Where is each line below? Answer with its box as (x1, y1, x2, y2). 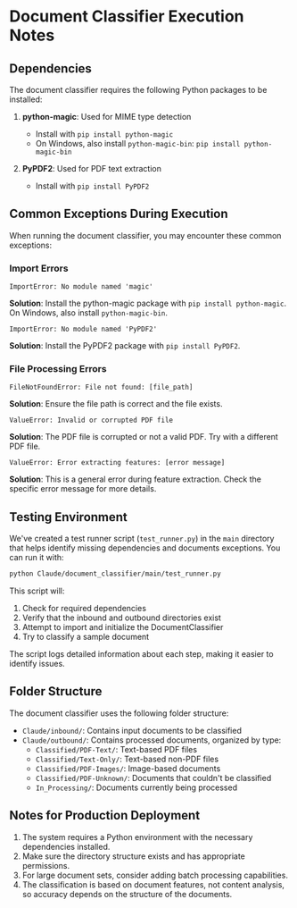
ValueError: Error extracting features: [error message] (9, 458, 226, 467)
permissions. (21, 860, 70, 870)
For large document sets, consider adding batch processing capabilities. (21, 870, 288, 880)
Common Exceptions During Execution (9, 206, 229, 222)
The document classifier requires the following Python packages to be (9, 85, 268, 95)
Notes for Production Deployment (9, 808, 201, 823)
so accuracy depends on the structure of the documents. (21, 888, 233, 899)
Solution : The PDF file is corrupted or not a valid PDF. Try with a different (9, 432, 278, 442)
